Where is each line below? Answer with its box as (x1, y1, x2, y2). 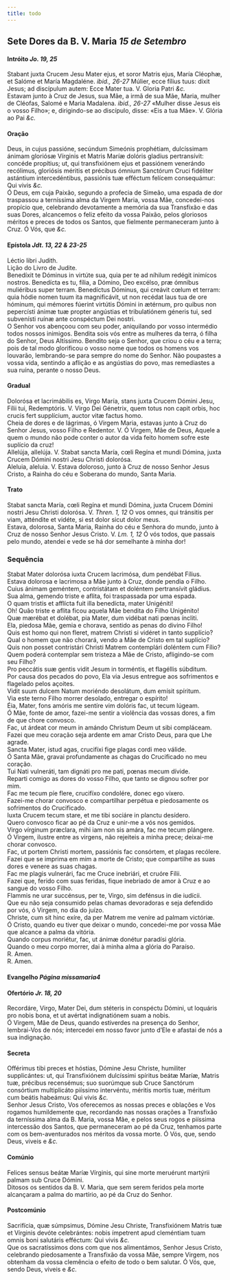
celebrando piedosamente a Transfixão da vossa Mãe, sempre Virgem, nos (7, 1250, 220, 1259)
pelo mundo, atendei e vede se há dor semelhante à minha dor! (7, 538, 186, 546)
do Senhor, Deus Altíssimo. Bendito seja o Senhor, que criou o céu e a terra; (7, 336, 222, 344)
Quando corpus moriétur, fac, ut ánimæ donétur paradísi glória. (7, 936, 186, 944)
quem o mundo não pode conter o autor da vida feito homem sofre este (7, 433, 210, 441)
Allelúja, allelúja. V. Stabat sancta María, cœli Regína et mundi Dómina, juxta (7, 448, 222, 456)
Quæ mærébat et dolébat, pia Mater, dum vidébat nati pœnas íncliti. (7, 614, 199, 622)
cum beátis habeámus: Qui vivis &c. (7, 1094, 108, 1102)
